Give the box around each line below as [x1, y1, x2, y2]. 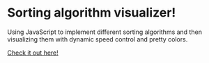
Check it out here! [7, 48, 59, 57]
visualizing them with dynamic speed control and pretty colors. [7, 35, 188, 43]
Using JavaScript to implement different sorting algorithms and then [7, 28, 202, 36]
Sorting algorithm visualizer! [7, 5, 176, 21]
